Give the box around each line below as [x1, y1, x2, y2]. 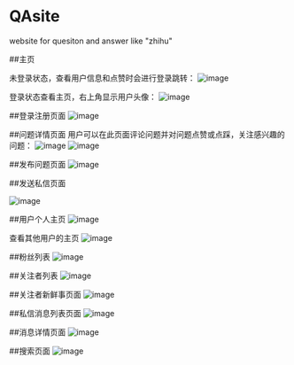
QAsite [9, 6, 60, 27]
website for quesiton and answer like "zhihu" [9, 35, 173, 46]
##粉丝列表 [9, 251, 50, 262]
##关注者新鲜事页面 [9, 289, 81, 299]
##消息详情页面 [9, 326, 66, 338]
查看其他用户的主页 [9, 232, 80, 243]
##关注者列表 [9, 270, 58, 281]
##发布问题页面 [9, 159, 66, 169]
